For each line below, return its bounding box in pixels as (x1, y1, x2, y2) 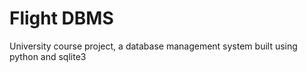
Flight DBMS (9, 7, 114, 30)
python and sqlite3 (9, 50, 87, 62)
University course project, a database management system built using (9, 40, 298, 52)
